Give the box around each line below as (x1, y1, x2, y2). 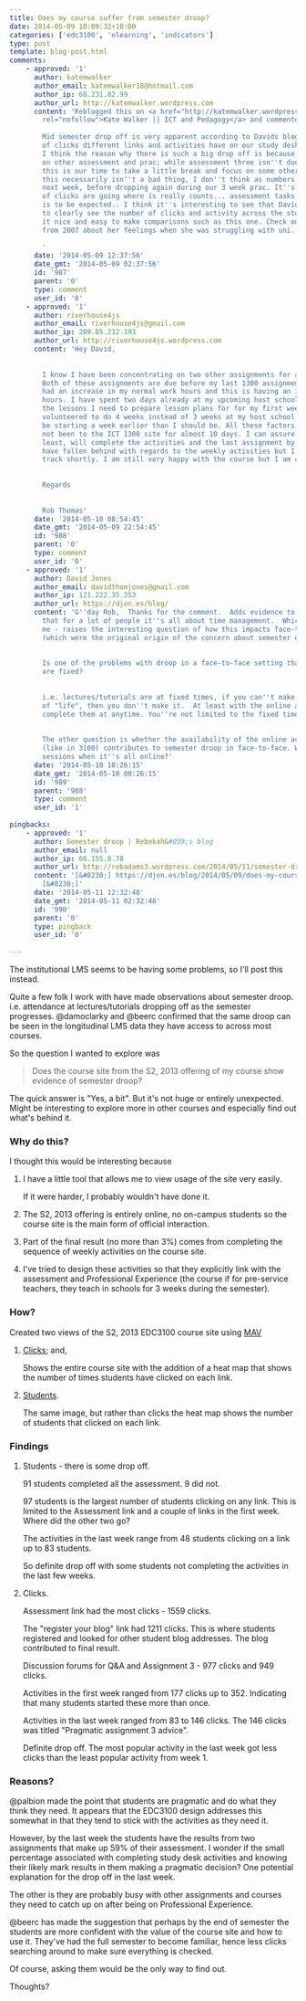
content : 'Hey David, (33, 344, 117, 353)
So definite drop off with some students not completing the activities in (22, 1560, 290, 1571)
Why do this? (9, 1134, 69, 1147)
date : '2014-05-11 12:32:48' (33, 888, 145, 897)
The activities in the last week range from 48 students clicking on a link (22, 1532, 290, 1543)
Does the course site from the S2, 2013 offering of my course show (31, 1066, 285, 1076)
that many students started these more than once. (22, 1697, 211, 1708)
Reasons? (9, 1775, 55, 1787)
